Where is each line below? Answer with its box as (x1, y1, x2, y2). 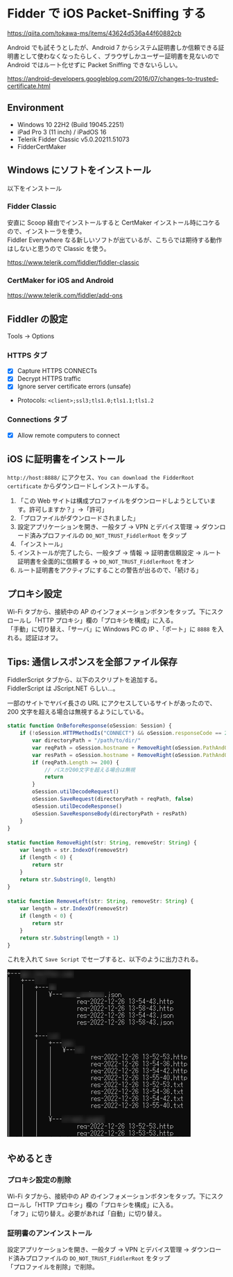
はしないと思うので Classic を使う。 (7, 244, 110, 252)
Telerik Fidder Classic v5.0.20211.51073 (17, 135, 130, 144)
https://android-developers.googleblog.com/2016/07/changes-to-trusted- (7, 74, 219, 82)
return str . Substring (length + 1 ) (19, 935, 119, 941)
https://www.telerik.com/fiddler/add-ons (7, 291, 123, 299)
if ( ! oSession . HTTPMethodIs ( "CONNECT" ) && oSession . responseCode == (19, 730, 222, 737)
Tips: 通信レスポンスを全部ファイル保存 (7, 656, 178, 668)
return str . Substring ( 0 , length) (19, 876, 116, 883)
